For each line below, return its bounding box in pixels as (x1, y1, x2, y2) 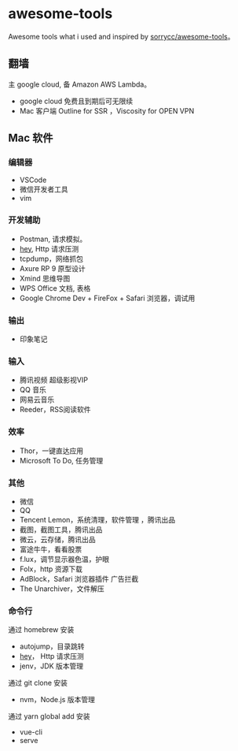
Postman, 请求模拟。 (19, 234, 87, 244)
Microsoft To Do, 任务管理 (19, 455, 104, 465)
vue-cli (19, 727, 43, 737)
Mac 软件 (8, 132, 53, 145)
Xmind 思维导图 (19, 273, 71, 283)
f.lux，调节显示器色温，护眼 (19, 554, 110, 563)
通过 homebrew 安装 (8, 625, 75, 634)
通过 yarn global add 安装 (8, 712, 90, 721)
